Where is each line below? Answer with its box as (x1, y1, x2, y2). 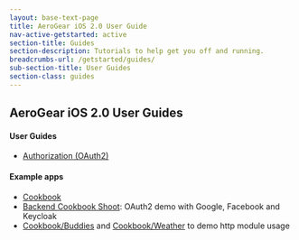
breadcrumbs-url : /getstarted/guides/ (9, 55, 155, 64)
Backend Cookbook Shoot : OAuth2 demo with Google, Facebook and (22, 200, 280, 212)
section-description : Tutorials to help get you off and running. (9, 47, 265, 56)
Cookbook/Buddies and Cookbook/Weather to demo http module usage (22, 220, 291, 231)
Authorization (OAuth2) (22, 151, 109, 162)
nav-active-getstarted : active (9, 30, 127, 39)
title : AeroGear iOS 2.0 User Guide (9, 22, 147, 31)
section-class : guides (9, 72, 95, 81)
